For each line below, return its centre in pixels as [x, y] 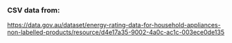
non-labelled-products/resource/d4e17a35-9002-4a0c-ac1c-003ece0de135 [116, 32]
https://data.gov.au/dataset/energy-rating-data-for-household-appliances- [114, 25]
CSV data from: [34, 10]
